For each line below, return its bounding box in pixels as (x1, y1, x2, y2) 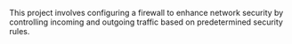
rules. (9, 26, 30, 36)
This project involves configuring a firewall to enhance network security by (9, 8, 284, 18)
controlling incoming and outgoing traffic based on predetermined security (9, 17, 283, 27)
